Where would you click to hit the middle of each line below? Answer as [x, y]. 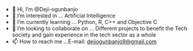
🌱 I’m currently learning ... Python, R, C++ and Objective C [84, 22]
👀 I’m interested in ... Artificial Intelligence [64, 16]
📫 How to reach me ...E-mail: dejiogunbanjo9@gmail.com [84, 41]
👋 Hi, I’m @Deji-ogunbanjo [45, 9]
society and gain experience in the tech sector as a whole [84, 35]
